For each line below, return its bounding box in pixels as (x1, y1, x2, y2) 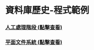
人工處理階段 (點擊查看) (5, 24, 62, 31)
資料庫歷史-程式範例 (5, 5, 89, 16)
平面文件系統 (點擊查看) (5, 39, 62, 46)
